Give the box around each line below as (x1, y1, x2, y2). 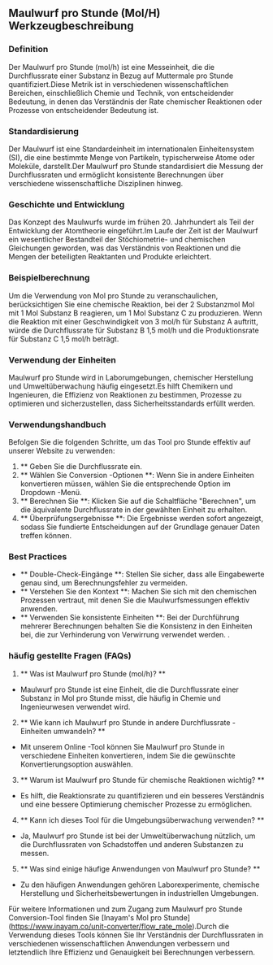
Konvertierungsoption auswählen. (19, 759, 133, 769)
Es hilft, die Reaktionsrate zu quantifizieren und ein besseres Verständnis (19, 790, 265, 800)
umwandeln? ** (53, 726, 106, 736)
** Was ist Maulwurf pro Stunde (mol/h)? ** (19, 668, 167, 678)
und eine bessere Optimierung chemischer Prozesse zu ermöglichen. (19, 799, 253, 809)
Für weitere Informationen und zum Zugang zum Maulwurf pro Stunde (8, 904, 243, 914)
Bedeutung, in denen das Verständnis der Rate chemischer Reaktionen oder (8, 97, 262, 106)
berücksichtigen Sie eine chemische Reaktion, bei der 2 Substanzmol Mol (8, 299, 255, 309)
